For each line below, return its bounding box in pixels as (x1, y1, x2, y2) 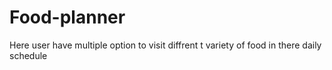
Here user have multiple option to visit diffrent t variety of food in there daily (9, 39, 322, 51)
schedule (9, 49, 48, 61)
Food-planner (9, 6, 126, 29)
